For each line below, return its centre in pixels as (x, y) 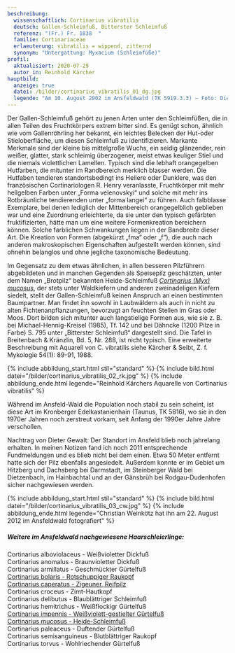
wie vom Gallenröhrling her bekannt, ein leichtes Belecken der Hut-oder (111, 133)
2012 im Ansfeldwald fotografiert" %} (61, 521)
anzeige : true (34, 85)
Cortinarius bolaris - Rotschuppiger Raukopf (71, 576)
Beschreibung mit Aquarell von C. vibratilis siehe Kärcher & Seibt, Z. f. (108, 347)
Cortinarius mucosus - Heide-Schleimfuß (66, 621)
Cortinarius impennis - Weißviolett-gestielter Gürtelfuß (86, 614)
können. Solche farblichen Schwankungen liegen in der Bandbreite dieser (113, 230)
